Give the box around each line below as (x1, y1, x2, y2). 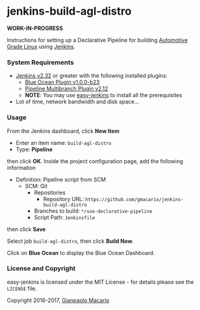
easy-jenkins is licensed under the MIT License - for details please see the (7, 278, 195, 286)
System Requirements (7, 58, 74, 67)
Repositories (34, 188, 66, 196)
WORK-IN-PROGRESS (7, 24, 63, 32)
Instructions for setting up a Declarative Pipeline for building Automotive (7, 36, 188, 43)
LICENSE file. (7, 284, 37, 292)
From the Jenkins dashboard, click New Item (7, 127, 120, 135)
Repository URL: (43, 195, 84, 202)
